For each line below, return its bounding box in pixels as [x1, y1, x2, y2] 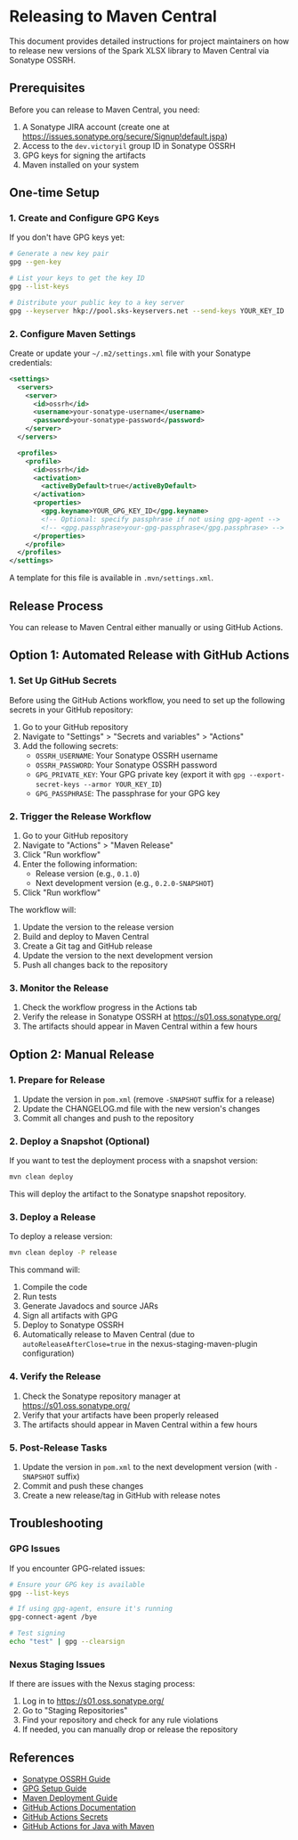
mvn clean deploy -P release [9, 1248, 117, 1258]
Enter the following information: [21, 858, 138, 870]
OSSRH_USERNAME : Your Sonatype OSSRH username [35, 750, 218, 760]
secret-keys [35, 780, 80, 789]
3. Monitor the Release [9, 982, 109, 994]
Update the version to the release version [21, 922, 174, 932]
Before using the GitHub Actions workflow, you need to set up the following [9, 694, 286, 705]
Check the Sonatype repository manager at [21, 1391, 181, 1401]
